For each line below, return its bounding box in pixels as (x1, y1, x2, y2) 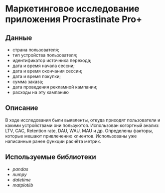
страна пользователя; (12, 47, 60, 52)
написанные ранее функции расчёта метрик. (5, 138, 101, 144)
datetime (12, 176, 31, 182)
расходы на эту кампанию (12, 89, 69, 95)
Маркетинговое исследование (5, 3, 140, 14)
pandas (12, 166, 28, 172)
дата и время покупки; (12, 73, 61, 79)
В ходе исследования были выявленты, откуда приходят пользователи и (5, 117, 161, 123)
